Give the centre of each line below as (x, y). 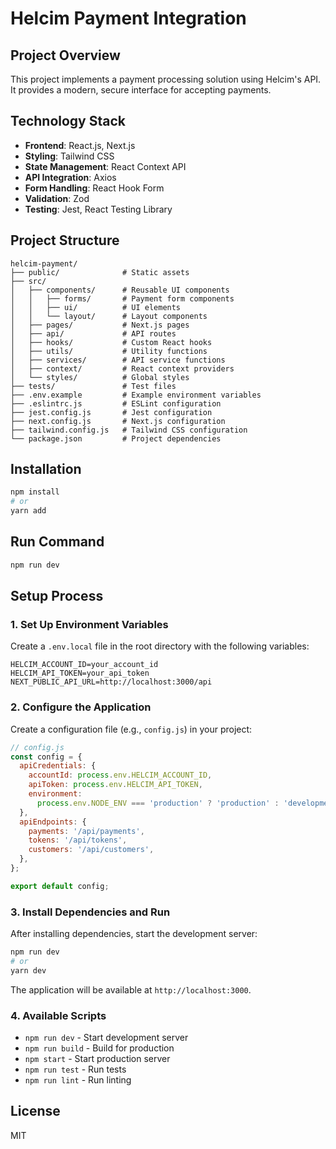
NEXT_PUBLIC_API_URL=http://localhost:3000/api (111, 682)
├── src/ (28, 281)
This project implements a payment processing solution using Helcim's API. (166, 79)
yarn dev (28, 970)
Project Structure (65, 240)
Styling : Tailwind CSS (69, 156)
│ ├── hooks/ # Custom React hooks (111, 342)
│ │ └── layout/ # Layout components (109, 316)
